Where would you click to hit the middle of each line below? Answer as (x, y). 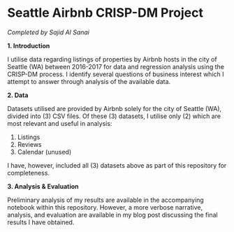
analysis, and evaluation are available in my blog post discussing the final (112, 215)
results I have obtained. (41, 222)
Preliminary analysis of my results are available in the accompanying (105, 200)
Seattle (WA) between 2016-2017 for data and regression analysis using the (116, 66)
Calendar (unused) (44, 152)
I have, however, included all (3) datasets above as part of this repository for (117, 165)
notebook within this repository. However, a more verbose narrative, (105, 207)
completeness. (29, 173)
